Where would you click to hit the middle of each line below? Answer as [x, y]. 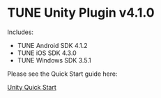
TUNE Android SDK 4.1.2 [53, 45]
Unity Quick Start [32, 87]
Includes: [20, 32]
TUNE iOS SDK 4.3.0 [47, 53]
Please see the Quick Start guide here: [62, 74]
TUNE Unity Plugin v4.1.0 [81, 13]
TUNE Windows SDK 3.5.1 [54, 60]
